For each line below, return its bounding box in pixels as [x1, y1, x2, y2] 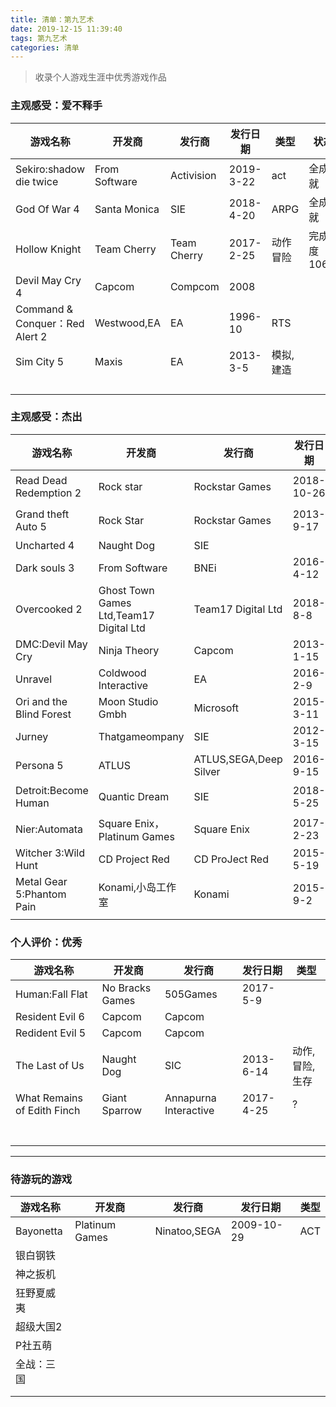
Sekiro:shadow [15, 162, 85, 176]
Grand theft [15, 507, 70, 521]
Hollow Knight [15, 242, 82, 256]
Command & [15, 302, 74, 316]
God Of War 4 [15, 202, 80, 216]
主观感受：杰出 [10, 410, 83, 424]
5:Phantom [15, 887, 67, 901]
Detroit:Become [15, 783, 89, 797]
